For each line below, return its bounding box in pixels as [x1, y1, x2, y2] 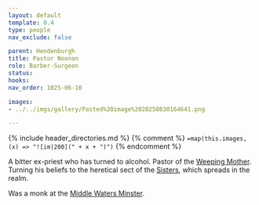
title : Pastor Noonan [8, 55, 79, 63]
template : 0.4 [8, 19, 55, 27]
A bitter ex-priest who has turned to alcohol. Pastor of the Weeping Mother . [8, 157, 252, 167]
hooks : [8, 76, 30, 85]
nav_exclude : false [8, 33, 72, 41]
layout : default [8, 11, 61, 20]
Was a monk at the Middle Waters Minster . [8, 189, 145, 198]
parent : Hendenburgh [8, 48, 76, 56]
